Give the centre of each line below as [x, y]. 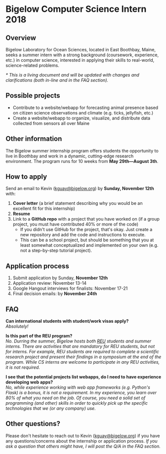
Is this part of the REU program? [39, 336]
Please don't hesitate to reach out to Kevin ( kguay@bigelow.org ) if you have [83, 436]
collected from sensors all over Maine [51, 123]
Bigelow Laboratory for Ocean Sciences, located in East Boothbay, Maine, [81, 50]
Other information [34, 139]
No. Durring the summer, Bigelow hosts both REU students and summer [79, 341]
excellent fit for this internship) [44, 209]
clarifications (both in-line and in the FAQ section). [57, 80]
